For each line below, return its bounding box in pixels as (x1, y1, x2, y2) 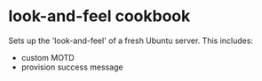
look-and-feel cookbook (8, 6, 191, 26)
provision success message (20, 62, 123, 72)
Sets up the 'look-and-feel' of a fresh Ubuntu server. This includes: (8, 35, 254, 46)
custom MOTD (20, 52, 75, 63)
